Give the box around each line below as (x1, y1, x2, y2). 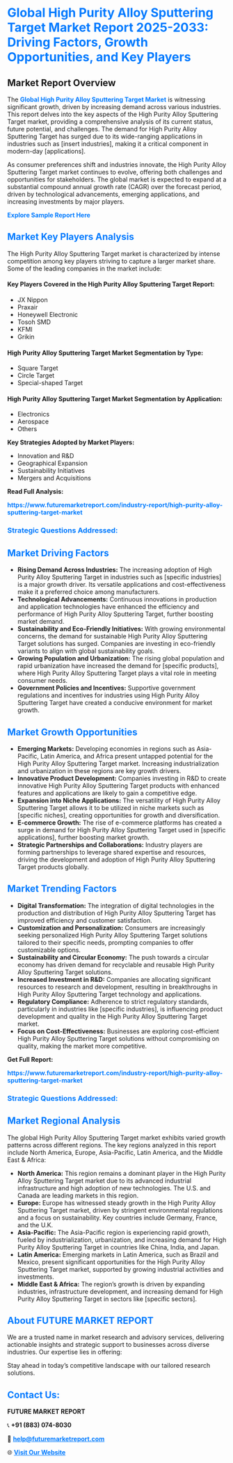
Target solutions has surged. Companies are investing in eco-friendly (17, 640, 216, 648)
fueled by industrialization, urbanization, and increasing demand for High (17, 1236, 227, 1244)
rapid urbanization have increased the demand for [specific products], (17, 662, 219, 670)
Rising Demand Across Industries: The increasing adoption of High (17, 565, 212, 574)
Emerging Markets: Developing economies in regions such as (17, 744, 195, 752)
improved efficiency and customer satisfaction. (17, 916, 153, 924)
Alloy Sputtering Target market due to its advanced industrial (17, 1177, 192, 1185)
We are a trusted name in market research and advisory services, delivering (7, 1333, 225, 1341)
